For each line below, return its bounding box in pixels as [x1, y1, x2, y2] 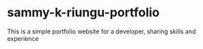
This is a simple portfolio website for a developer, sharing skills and [7, 27, 196, 35]
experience [7, 34, 39, 42]
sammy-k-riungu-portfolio [7, 5, 160, 20]
